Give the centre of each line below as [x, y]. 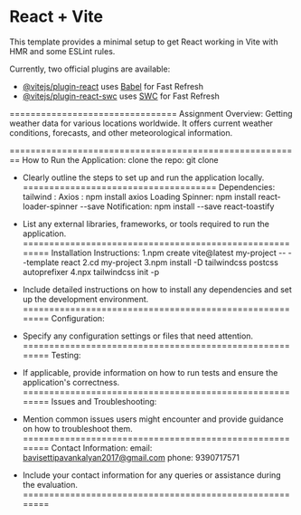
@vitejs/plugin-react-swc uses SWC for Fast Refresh [121, 96]
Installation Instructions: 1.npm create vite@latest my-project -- [169, 253]
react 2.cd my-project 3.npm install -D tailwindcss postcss [169, 262]
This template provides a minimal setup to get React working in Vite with [144, 42]
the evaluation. [50, 484]
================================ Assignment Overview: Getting [151, 113]
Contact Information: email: [102, 448]
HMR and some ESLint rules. [62, 51]
